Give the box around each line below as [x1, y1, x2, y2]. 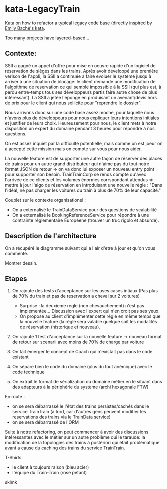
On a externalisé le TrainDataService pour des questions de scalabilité [12, 206, 157, 213]
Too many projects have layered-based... [5, 35, 90, 41]
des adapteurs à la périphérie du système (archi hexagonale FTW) [12, 384, 149, 390]
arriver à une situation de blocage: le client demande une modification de [5, 78, 156, 84]
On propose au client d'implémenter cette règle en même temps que [19, 313, 161, 319]
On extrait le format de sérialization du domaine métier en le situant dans [12, 379, 162, 385]
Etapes [5, 274, 27, 283]
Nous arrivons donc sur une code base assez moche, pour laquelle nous [5, 109, 155, 115]
